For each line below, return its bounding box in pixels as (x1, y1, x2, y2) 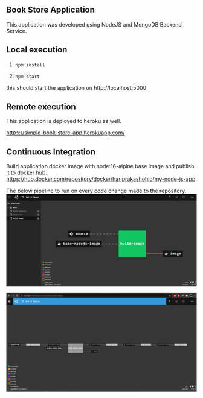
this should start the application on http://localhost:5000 (6, 84, 147, 91)
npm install (14, 62, 45, 68)
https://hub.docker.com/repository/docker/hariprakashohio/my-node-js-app (6, 175, 196, 183)
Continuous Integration (6, 147, 95, 157)
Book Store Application (6, 5, 95, 15)
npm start (14, 74, 40, 80)
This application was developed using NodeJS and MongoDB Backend (6, 21, 182, 28)
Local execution (6, 45, 68, 55)
